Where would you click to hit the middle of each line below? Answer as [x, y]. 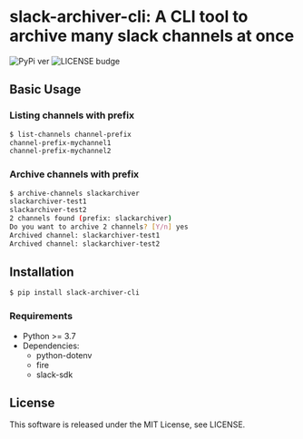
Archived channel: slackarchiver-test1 [85, 235]
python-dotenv [64, 355]
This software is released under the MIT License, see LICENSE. [127, 424]
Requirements [41, 317]
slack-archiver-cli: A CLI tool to [129, 17]
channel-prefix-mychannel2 [60, 151]
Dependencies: [51, 346]
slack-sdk [54, 375]
